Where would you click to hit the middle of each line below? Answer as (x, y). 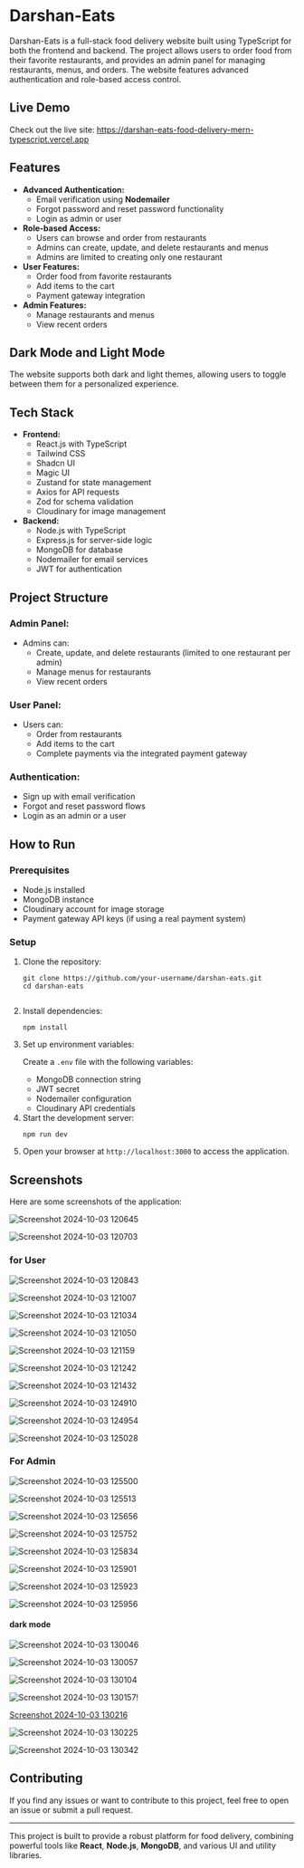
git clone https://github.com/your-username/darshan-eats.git (142, 979)
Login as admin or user (79, 218)
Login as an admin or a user (74, 816)
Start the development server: (78, 1118)
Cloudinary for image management (101, 512)
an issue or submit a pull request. (71, 1810)
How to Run (43, 844)
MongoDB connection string (89, 1079)
